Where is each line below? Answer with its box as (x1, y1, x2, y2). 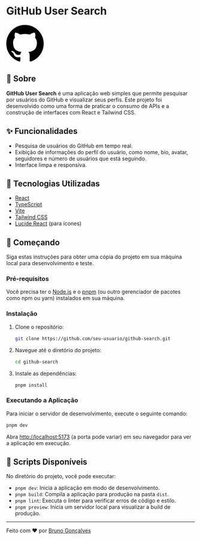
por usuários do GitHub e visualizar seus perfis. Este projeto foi (6, 96, 163, 103)
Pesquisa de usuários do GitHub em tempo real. (14, 142, 133, 149)
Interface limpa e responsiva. (14, 161, 87, 169)
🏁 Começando (6, 237, 60, 247)
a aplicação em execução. (6, 439, 71, 446)
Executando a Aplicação (6, 396, 78, 404)
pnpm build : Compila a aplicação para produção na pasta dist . (14, 491, 169, 498)
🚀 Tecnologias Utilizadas (6, 178, 100, 188)
